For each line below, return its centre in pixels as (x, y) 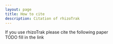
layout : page (18, 9)
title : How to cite (25, 14)
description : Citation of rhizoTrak (42, 18)
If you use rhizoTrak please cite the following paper (57, 32)
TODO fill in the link (24, 37)
